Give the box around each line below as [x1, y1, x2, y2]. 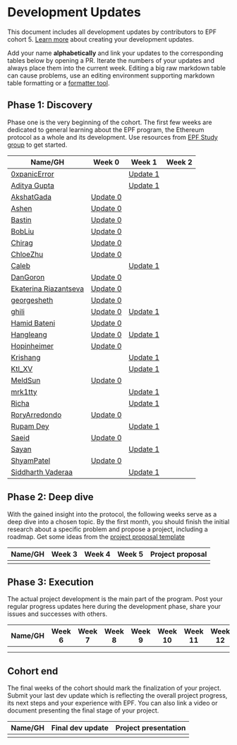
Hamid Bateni [11, 318, 56, 328]
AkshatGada [11, 192, 51, 202]
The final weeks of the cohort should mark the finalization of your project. [7, 684, 221, 692]
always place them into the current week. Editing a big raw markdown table [7, 63, 226, 72]
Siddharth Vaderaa [11, 467, 73, 477]
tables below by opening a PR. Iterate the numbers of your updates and [7, 56, 215, 64]
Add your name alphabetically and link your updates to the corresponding [7, 49, 224, 57]
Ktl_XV [11, 364, 33, 374]
